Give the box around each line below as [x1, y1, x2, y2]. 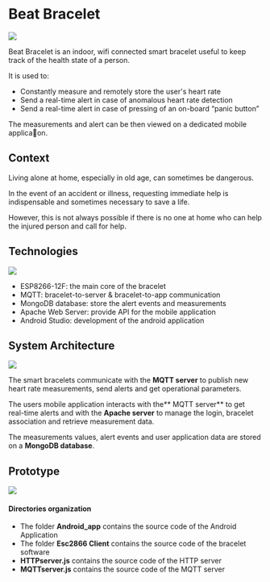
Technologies [8, 245, 79, 258]
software [19, 547, 50, 557]
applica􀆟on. [8, 128, 48, 137]
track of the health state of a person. [8, 55, 131, 65]
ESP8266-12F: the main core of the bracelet [19, 281, 167, 291]
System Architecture [8, 338, 115, 352]
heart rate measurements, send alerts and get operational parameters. [8, 384, 242, 394]
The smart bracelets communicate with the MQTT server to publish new [8, 375, 249, 385]
